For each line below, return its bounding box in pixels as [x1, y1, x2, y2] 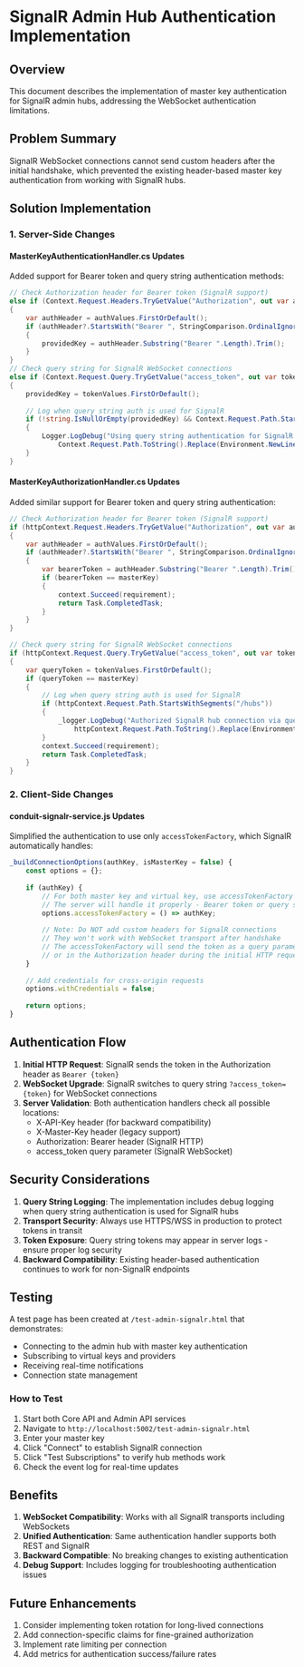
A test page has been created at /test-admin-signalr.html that [9, 1313, 245, 1325]
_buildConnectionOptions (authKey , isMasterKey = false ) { [9, 858, 233, 867]
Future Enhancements [9, 1595, 138, 1611]
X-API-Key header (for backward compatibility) [35, 1116, 212, 1127]
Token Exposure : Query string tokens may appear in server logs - [22, 1234, 269, 1245]
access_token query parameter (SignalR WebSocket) [35, 1145, 233, 1156]
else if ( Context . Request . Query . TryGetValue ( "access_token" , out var [9, 373, 278, 382]
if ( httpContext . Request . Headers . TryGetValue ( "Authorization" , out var [9, 522, 285, 531]
